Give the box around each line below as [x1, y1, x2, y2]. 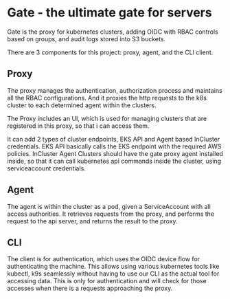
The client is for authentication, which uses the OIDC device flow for [7, 255, 200, 263]
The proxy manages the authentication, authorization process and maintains [7, 86, 223, 94]
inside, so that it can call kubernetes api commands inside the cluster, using [7, 157, 222, 165]
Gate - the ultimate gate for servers [7, 5, 212, 21]
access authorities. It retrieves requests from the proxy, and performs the [7, 210, 215, 218]
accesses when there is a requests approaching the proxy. [7, 284, 173, 293]
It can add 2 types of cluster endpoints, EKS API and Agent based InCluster [7, 135, 220, 143]
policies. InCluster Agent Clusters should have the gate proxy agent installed [7, 149, 223, 157]
